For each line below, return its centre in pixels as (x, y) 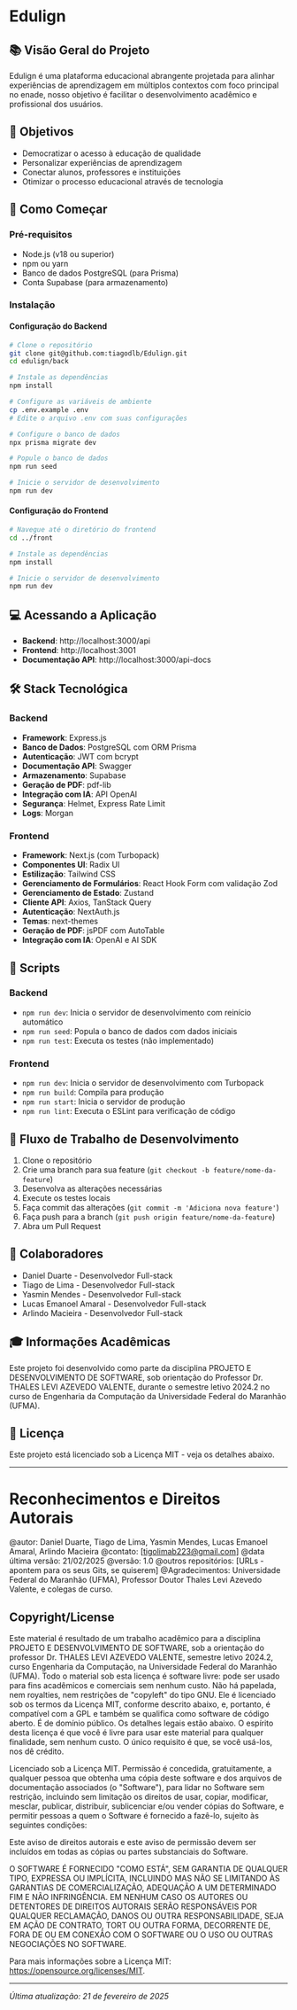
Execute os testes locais (66, 1197)
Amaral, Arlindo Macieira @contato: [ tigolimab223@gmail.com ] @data (137, 1552)
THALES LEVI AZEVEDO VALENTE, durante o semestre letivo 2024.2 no (140, 1387)
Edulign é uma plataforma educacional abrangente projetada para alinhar (142, 76)
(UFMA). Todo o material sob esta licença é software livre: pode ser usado (145, 1676)
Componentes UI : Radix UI (71, 865)
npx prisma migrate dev (53, 442)
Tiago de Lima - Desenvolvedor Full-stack (98, 1285)
